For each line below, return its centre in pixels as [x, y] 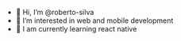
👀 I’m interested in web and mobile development [94, 20]
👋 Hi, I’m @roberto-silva [55, 12]
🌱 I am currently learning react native [76, 29]
